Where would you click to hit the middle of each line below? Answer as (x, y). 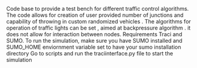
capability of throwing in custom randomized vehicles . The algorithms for (99, 21)
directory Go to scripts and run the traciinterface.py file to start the (90, 53)
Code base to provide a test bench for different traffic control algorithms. (98, 9)
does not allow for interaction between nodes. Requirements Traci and (94, 34)
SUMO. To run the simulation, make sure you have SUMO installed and (94, 41)
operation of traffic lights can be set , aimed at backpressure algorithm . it (98, 28)
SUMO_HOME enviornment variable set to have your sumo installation (94, 47)
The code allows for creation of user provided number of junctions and (95, 15)
